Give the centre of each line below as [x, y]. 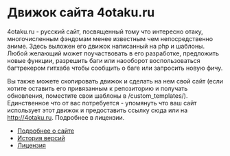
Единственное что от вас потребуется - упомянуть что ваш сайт [102, 103]
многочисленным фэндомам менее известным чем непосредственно [110, 38]
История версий [41, 138]
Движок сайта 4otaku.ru [81, 13]
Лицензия [32, 145]
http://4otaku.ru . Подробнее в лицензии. [66, 117]
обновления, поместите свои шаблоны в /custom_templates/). [97, 95]
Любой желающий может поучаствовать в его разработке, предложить [113, 53]
